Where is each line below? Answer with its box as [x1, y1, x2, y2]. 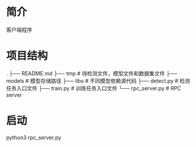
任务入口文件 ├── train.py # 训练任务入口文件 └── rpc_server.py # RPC [6, 84, 182, 92]
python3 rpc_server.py [6, 134, 62, 141]
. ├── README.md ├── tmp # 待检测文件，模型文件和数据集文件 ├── [6, 69, 178, 77]
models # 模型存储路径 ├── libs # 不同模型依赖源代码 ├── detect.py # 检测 [6, 77, 191, 84]
